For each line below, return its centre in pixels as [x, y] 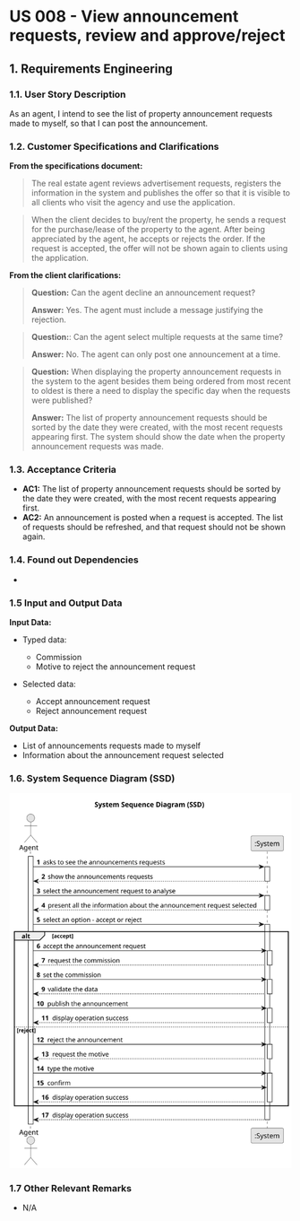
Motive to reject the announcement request [116, 667]
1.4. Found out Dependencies [74, 560]
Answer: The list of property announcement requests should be [149, 418]
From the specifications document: [76, 166]
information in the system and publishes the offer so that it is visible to [161, 193]
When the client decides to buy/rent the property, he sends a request [159, 220]
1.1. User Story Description [68, 94]
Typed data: [44, 640]
